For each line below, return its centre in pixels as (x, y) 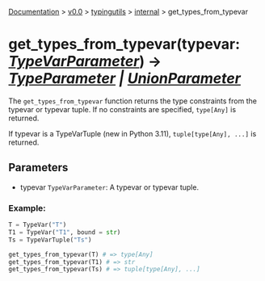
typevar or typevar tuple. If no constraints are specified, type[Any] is (122, 109)
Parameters (38, 168)
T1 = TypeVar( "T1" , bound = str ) (65, 232)
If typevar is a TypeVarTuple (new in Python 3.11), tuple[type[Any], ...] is (132, 133)
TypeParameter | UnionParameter (124, 79)
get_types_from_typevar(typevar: (124, 44)
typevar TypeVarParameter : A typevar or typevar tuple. (109, 187)
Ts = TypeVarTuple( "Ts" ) (50, 240)
